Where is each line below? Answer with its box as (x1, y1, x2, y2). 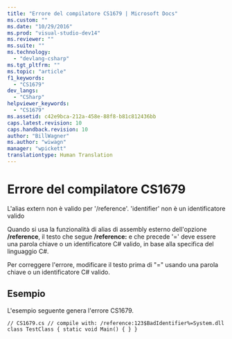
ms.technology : (7, 49, 51, 56)
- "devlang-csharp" (13, 55, 70, 62)
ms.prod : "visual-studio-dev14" (7, 29, 100, 37)
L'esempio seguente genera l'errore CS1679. (7, 306, 134, 315)
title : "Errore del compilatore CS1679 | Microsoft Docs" (7, 10, 178, 17)
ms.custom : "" (7, 17, 48, 24)
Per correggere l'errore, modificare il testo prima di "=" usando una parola (7, 260, 219, 268)
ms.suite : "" (7, 42, 45, 49)
